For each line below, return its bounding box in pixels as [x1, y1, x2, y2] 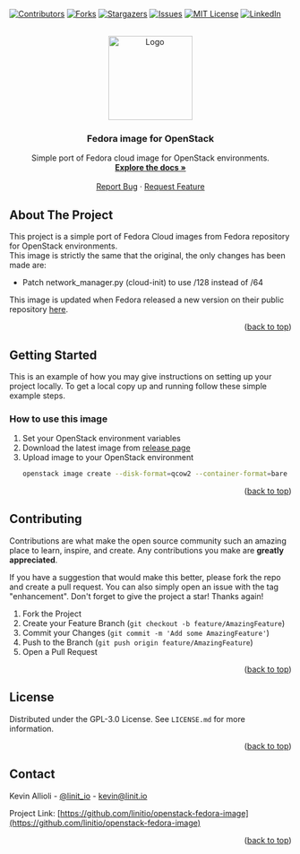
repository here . [9, 304, 69, 315]
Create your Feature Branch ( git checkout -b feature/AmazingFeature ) [21, 617, 286, 628]
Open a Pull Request [21, 646, 99, 657]
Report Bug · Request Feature [96, 181, 205, 192]
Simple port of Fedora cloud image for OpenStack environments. [30, 152, 270, 163]
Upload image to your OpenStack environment [21, 452, 194, 463]
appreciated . [9, 554, 58, 565]
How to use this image [9, 413, 108, 425]
